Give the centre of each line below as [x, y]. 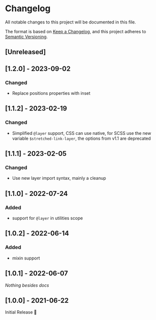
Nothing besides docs [27, 285]
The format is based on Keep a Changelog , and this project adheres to [76, 31]
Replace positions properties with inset [51, 93]
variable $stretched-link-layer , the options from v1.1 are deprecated [81, 138]
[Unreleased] [26, 52]
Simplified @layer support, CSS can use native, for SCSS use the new [81, 133]
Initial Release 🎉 [21, 312]
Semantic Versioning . [26, 37]
